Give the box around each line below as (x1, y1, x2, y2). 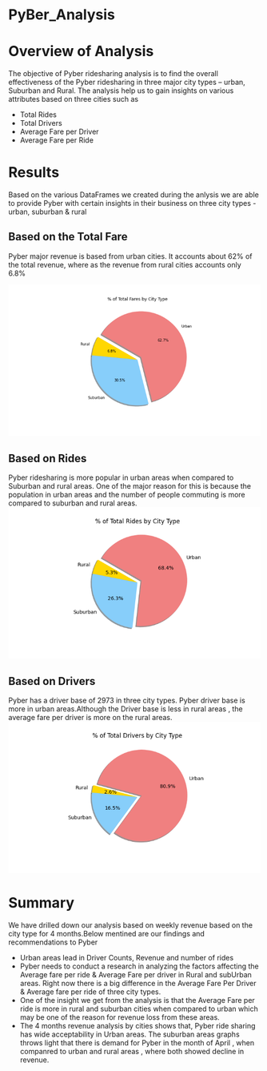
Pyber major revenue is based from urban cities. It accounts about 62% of (8, 251, 253, 261)
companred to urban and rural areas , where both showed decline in (19, 1046, 245, 1056)
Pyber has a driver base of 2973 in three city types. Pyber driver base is (8, 695, 245, 706)
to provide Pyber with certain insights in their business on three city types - (8, 199, 257, 208)
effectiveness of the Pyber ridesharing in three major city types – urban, (8, 78, 245, 87)
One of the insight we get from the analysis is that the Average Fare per (19, 995, 256, 1005)
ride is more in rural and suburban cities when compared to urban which (19, 1004, 258, 1013)
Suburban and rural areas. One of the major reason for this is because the (8, 481, 252, 491)
